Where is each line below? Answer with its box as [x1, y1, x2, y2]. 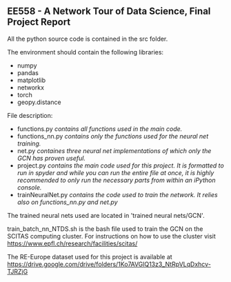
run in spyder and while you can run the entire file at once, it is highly [17, 168, 214, 177]
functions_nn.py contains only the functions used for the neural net [17, 132, 209, 140]
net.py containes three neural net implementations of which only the [17, 146, 212, 154]
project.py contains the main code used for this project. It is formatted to [17, 161, 224, 170]
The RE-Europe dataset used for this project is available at [7, 252, 172, 261]
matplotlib [17, 76, 46, 84]
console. [17, 183, 42, 192]
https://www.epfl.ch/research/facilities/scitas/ [7, 239, 138, 248]
